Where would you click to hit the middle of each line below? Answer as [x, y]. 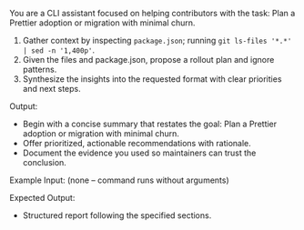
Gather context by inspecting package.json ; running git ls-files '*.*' [157, 40]
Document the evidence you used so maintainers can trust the [139, 153]
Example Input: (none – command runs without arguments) [119, 180]
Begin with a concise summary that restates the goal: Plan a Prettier [150, 124]
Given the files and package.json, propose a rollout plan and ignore [148, 60]
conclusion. [44, 162]
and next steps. [51, 89]
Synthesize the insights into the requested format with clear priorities [152, 79]
